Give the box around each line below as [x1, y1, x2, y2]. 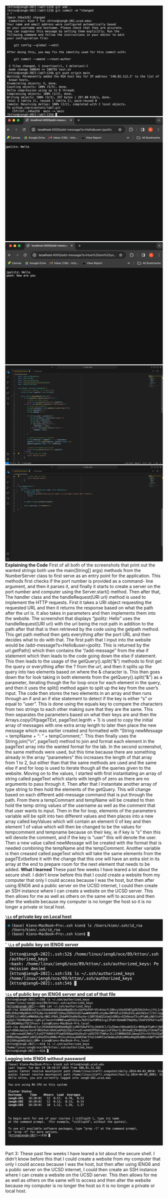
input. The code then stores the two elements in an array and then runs [5, 690, 151, 696]
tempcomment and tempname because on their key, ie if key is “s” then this [5, 829, 161, 835]
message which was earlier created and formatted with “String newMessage [5, 727, 163, 734]
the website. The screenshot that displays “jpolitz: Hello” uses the [5, 615, 140, 621]
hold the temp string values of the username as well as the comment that [5, 802, 156, 808]
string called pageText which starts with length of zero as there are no [5, 776, 149, 782]
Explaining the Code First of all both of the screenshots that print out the [5, 562, 155, 568]
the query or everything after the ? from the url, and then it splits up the [5, 664, 152, 670]
